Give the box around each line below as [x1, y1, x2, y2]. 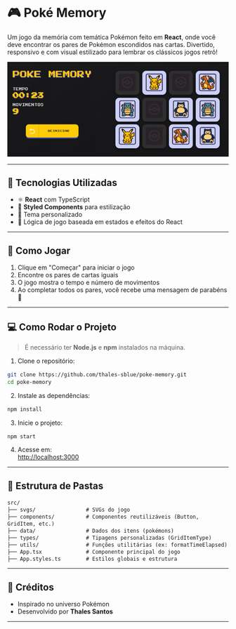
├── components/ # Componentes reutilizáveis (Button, [7, 513, 199, 521]
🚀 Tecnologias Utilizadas [7, 176, 117, 189]
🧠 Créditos [7, 581, 54, 593]
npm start [7, 432, 37, 440]
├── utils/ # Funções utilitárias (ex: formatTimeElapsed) [7, 541, 228, 549]
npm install [7, 406, 42, 413]
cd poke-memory [7, 378, 52, 385]
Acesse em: [17, 446, 52, 454]
